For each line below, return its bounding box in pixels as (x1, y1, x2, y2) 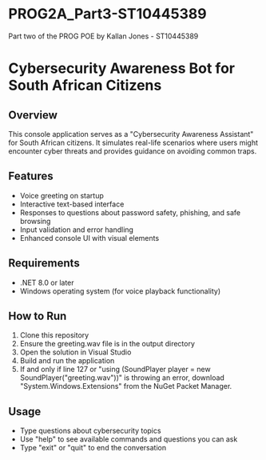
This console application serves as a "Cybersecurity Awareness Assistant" (8, 129, 254, 138)
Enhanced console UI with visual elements (19, 233, 160, 242)
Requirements (8, 257, 80, 270)
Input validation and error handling (19, 225, 134, 234)
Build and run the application (19, 356, 115, 366)
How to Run (8, 309, 67, 322)
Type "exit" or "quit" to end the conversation (19, 443, 166, 453)
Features (8, 170, 54, 183)
